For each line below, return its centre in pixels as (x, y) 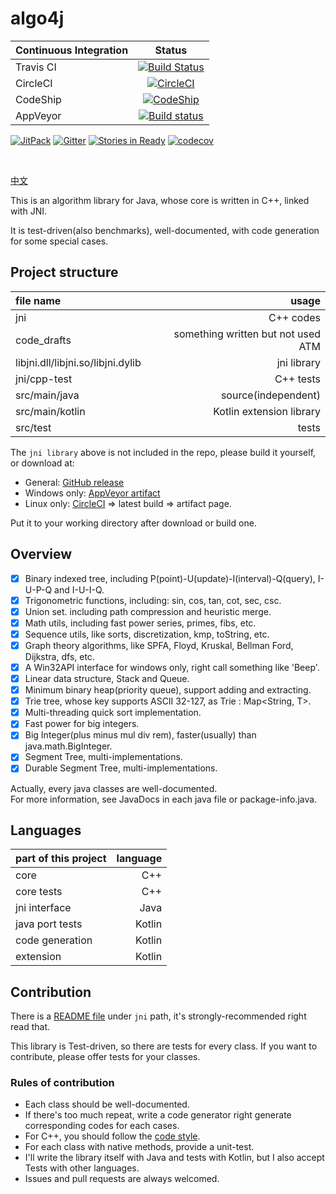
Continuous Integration (72, 50)
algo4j (37, 18)
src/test (33, 427)
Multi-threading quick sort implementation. (113, 713)
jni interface (43, 908)
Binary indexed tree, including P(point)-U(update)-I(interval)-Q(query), (170, 578)
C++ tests (297, 379)
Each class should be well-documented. (107, 1104)
